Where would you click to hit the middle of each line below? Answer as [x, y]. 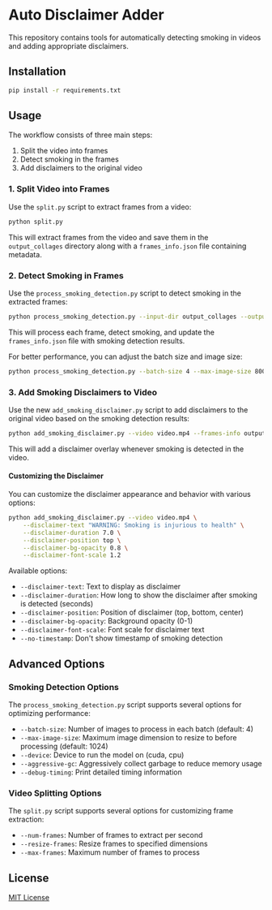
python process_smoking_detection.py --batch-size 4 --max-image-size [130, 371]
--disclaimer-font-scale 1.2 [72, 555]
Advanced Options [57, 664]
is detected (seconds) [57, 604]
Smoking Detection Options [64, 687]
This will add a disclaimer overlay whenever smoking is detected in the [126, 449]
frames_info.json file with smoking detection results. [97, 341]
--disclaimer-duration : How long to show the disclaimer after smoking [138, 595]
